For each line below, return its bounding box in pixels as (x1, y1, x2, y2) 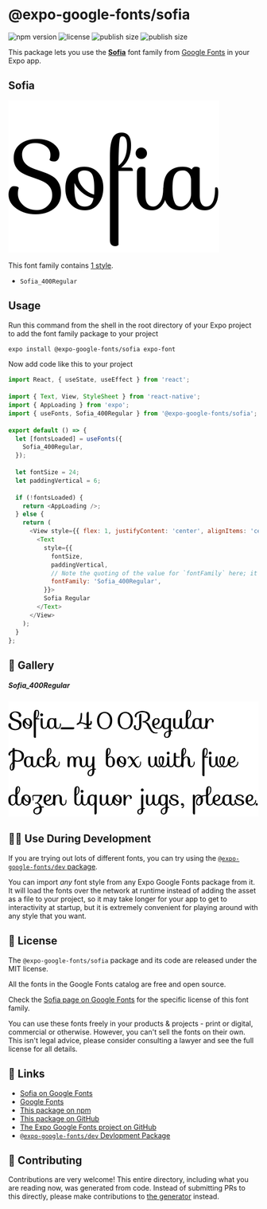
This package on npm (19, 1105, 91, 1115)
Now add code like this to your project (8, 359, 133, 369)
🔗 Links (8, 1067, 45, 1081)
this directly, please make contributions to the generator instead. (8, 1191, 220, 1201)
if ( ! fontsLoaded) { (15, 493, 83, 501)
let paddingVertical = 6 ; (15, 477, 102, 485)
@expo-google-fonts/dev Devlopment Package (19, 1130, 171, 1140)
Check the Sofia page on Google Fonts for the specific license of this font (8, 995, 249, 1004)
